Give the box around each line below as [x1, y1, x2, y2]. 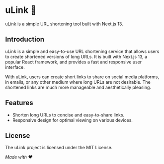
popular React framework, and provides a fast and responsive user [5, 59, 142, 65]
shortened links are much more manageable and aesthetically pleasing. [5, 84, 152, 90]
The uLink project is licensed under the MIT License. [5, 145, 113, 151]
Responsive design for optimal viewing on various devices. [12, 117, 133, 123]
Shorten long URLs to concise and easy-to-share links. [12, 111, 125, 118]
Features [5, 99, 33, 107]
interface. [5, 64, 25, 70]
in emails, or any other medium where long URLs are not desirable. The [5, 79, 151, 85]
